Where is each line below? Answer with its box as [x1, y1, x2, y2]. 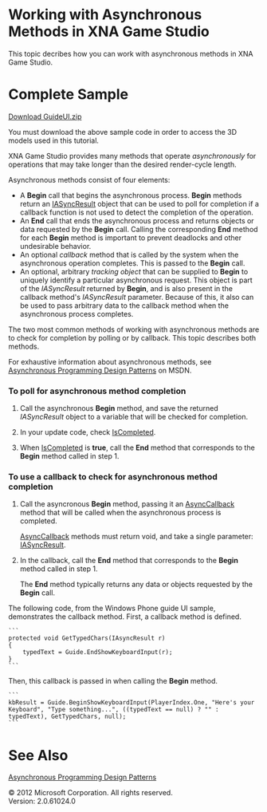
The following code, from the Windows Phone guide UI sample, [8, 604, 216, 613]
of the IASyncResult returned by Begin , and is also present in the [19, 283, 234, 293]
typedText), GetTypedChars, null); [8, 712, 127, 721]
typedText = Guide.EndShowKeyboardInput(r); [22, 648, 173, 656]
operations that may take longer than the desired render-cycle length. [8, 160, 237, 169]
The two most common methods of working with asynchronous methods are [8, 325, 260, 334]
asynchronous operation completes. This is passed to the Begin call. [19, 258, 245, 268]
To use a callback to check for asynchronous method [8, 471, 218, 483]
